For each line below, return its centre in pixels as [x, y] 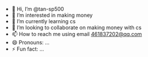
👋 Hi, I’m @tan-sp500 [38, 9]
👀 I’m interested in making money [52, 15]
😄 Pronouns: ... [31, 42]
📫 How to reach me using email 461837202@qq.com [77, 34]
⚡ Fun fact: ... [28, 49]
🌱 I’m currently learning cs [44, 21]
